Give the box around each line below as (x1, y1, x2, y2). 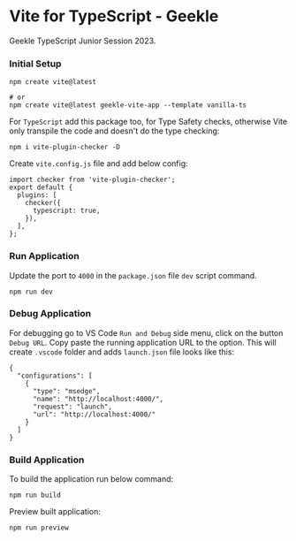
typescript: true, (32, 206, 101, 216)
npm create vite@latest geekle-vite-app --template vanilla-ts (9, 101, 247, 110)
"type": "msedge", (32, 386, 101, 395)
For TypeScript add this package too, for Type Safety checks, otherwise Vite (9, 117, 288, 127)
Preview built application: (9, 507, 102, 517)
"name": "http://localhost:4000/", (32, 394, 164, 403)
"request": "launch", (32, 402, 113, 411)
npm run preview (9, 523, 69, 532)
